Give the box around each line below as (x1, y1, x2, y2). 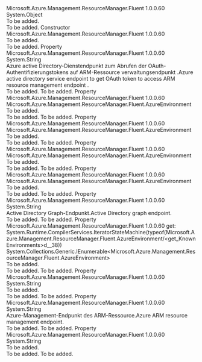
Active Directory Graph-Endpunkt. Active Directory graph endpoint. (6, 210, 172, 216)
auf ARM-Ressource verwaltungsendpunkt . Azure (69, 69, 194, 76)
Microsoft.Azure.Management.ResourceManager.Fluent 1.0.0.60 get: (6, 222, 176, 229)
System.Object (6, 11, 43, 18)
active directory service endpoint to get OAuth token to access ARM (6, 75, 175, 82)
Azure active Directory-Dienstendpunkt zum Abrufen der (6, 62, 147, 69)
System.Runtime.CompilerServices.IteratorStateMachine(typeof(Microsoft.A (6, 229, 195, 236)
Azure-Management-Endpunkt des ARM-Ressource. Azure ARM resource (6, 312, 188, 319)
